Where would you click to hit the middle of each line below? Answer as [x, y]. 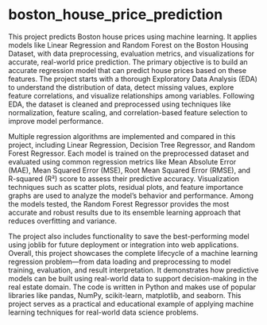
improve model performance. [56, 121]
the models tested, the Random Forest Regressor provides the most [119, 203]
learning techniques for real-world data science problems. [103, 312]
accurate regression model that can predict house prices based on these [128, 70]
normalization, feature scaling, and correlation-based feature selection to [128, 112]
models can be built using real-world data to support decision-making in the [133, 278]
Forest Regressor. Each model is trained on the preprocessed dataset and [129, 153]
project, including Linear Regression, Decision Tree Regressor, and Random [132, 145]
